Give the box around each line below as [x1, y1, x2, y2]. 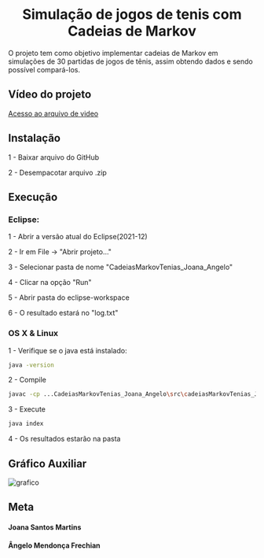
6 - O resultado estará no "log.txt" [8, 309, 119, 318]
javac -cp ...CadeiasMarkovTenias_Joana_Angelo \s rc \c [8, 390, 189, 398]
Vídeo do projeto [8, 88, 92, 102]
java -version [8, 360, 55, 369]
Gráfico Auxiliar [8, 456, 87, 470]
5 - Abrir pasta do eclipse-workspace [8, 293, 130, 302]
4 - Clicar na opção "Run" [8, 278, 92, 287]
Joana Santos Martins [8, 522, 82, 532]
